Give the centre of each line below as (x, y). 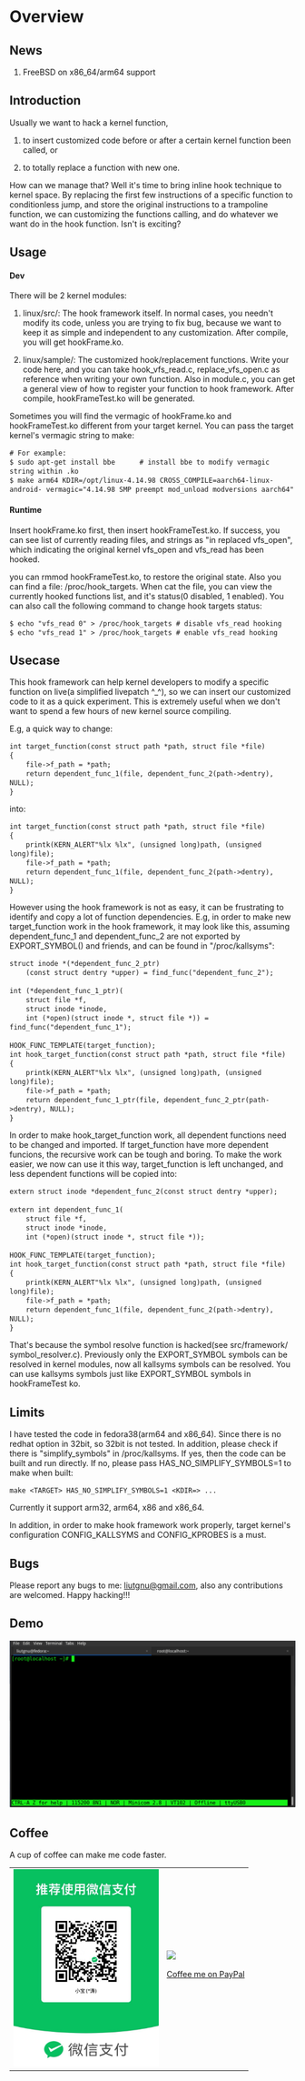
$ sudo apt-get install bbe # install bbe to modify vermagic (140, 462)
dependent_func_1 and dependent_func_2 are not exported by (125, 936)
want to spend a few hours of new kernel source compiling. (120, 711)
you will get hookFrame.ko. (73, 342)
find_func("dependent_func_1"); (70, 1028)
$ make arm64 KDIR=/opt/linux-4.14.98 (83, 481)
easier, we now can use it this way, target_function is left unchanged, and (147, 1164)
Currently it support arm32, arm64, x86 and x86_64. (107, 1508)
